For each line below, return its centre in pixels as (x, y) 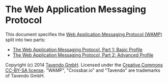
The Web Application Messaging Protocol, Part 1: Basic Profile (78, 49)
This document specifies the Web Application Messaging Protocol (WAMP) (84, 34)
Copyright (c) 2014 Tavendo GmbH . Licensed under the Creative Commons (84, 65)
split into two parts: (25, 40)
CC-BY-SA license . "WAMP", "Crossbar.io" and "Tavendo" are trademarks (83, 70)
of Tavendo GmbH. (25, 75)
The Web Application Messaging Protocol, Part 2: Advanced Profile (83, 55)
